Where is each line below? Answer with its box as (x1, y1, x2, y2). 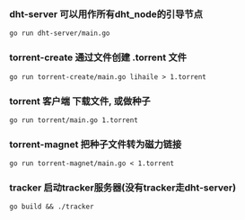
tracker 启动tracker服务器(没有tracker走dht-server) (9, 181, 236, 194)
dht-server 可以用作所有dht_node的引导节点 (9, 7, 204, 20)
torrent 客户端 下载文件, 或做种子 (9, 94, 151, 107)
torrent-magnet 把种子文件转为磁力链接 (9, 137, 182, 150)
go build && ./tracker (9, 202, 94, 212)
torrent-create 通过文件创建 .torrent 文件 (9, 51, 187, 64)
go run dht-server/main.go (9, 29, 110, 38)
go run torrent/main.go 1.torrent (9, 115, 139, 125)
